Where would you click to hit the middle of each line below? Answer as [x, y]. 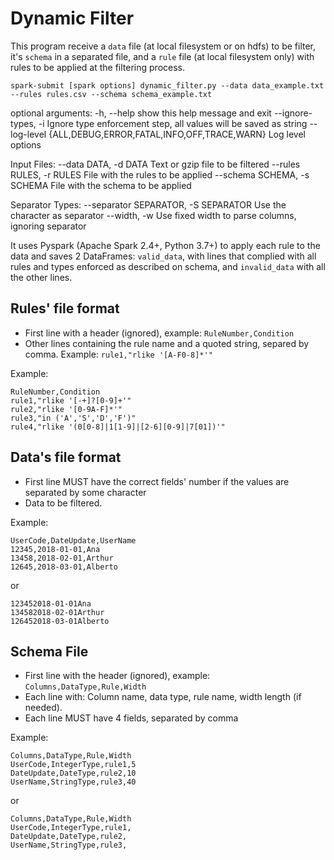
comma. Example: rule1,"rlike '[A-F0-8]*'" [118, 354]
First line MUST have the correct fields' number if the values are [157, 481]
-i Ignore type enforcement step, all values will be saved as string [173, 123]
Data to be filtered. [63, 503]
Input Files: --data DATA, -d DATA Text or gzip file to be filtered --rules [155, 164]
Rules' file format [65, 308]
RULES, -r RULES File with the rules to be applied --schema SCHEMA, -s [160, 174]
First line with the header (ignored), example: [117, 676]
